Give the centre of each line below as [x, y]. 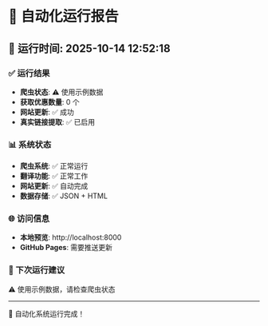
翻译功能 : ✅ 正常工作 [54, 176]
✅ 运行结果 [29, 73]
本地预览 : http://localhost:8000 [71, 237]
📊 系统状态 [30, 145]
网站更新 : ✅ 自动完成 [54, 186]
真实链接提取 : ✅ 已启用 [57, 121]
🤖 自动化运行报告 [64, 16]
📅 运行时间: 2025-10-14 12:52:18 [89, 48]
